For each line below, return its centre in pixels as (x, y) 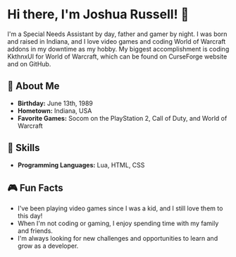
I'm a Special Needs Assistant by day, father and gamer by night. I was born (117, 34)
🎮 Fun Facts (35, 187)
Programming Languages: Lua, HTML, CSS (81, 165)
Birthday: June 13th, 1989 (55, 103)
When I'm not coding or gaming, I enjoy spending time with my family (118, 223)
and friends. (35, 231)
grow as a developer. (48, 246)
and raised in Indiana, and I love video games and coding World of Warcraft (117, 41)
